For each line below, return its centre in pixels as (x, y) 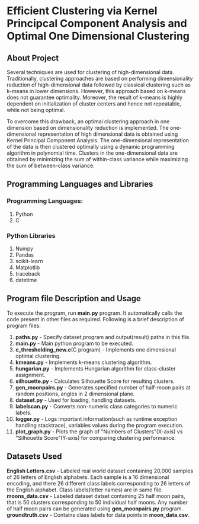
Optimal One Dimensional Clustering (98, 36)
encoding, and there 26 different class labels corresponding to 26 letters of (99, 483)
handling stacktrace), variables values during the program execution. (99, 425)
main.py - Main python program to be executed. (74, 343)
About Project (33, 58)
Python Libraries (31, 235)
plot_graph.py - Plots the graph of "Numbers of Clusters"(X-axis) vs (99, 432)
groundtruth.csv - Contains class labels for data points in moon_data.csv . (98, 515)
